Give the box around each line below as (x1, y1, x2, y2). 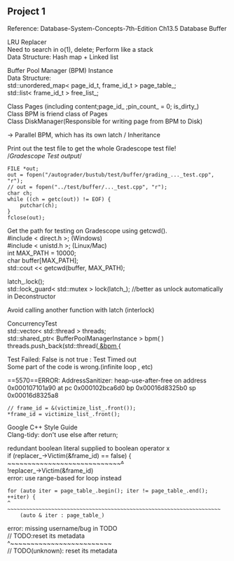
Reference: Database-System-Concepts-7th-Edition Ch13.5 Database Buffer (7, 24, 227, 32)
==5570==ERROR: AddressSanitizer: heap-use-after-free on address (7, 376, 207, 385)
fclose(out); (7, 214, 46, 221)
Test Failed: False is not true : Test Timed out (7, 355, 137, 363)
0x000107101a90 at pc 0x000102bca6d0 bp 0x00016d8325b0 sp (7, 383, 196, 392)
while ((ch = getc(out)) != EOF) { (7, 195, 111, 202)
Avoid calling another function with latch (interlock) (7, 305, 155, 314)
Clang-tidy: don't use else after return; (7, 430, 118, 438)
